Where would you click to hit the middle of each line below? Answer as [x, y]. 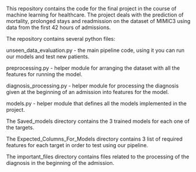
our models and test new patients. [48, 56]
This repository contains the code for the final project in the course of [91, 9]
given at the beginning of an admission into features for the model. [88, 92]
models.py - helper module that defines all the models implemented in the [97, 103]
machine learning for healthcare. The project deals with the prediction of [95, 15]
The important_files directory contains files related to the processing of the [98, 157]
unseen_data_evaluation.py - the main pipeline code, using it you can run [96, 50]
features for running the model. [44, 74]
